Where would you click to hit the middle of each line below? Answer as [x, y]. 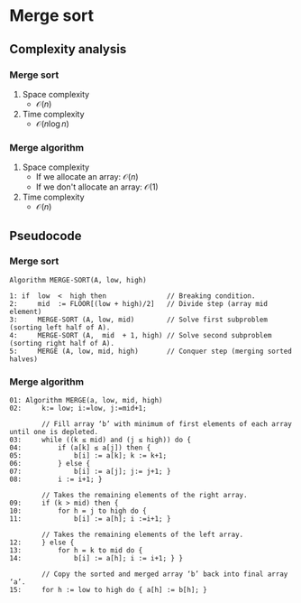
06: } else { [50, 464]
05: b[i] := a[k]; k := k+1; [88, 456]
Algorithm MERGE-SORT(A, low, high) [78, 280]
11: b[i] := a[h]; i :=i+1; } [90, 519]
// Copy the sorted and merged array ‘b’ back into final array [165, 574]
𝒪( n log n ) [52, 124]
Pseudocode [46, 236]
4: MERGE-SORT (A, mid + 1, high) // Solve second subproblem [141, 335]
